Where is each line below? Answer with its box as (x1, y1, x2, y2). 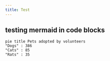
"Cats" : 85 (5, 48, 30, 53)
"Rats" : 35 (5, 52, 30, 57)
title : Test (5, 7, 30, 12)
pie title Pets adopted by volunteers (5, 39, 86, 44)
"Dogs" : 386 (5, 43, 32, 48)
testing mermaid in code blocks (5, 26, 105, 34)
